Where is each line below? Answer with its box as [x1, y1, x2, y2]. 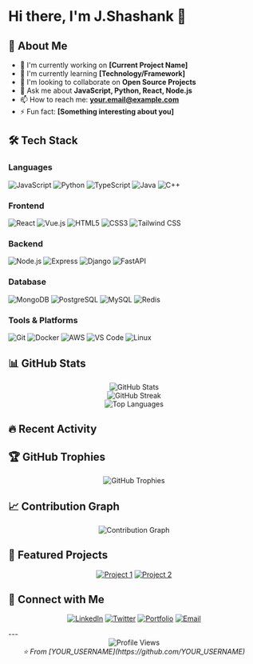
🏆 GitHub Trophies [8, 450, 106, 464]
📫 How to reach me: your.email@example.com [19, 95, 180, 104]
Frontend [8, 200, 45, 211]
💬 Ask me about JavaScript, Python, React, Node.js [19, 86, 193, 95]
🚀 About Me [8, 39, 68, 53]
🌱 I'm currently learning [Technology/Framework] [19, 69, 186, 78]
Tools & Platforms [8, 314, 78, 326]
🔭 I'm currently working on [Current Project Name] [19, 60, 188, 70]
